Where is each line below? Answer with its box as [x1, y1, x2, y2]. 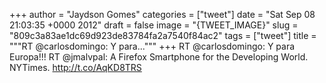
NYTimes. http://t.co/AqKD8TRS [9, 62, 142, 73]
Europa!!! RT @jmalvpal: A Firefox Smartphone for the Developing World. [9, 51, 309, 63]
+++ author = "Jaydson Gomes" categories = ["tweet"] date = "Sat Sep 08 [9, 9, 316, 20]
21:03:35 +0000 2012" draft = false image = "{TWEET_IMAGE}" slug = [9, 19, 299, 31]
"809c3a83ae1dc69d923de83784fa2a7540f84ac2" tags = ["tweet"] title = [9, 30, 317, 41]
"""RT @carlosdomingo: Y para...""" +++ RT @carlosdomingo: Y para [9, 40, 296, 52]
